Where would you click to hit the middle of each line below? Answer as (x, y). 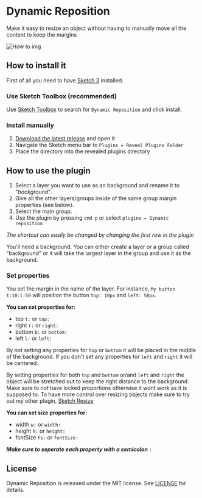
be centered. (22, 363)
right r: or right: (37, 325)
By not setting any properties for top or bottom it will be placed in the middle (101, 350)
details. (16, 490)
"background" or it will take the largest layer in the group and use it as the (99, 253)
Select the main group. (44, 211)
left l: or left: (34, 338)
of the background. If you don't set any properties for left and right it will (99, 357)
